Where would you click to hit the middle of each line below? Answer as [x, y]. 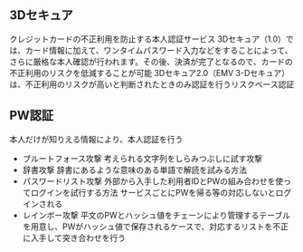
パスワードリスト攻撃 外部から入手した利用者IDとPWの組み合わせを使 [153, 181]
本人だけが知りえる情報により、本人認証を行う [96, 139]
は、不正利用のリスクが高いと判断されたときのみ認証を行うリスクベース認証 [152, 84]
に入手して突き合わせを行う [74, 237]
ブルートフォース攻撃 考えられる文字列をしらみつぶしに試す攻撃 [142, 158]
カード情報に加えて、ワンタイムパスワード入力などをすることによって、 [159, 50]
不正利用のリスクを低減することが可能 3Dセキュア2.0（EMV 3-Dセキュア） [150, 73]
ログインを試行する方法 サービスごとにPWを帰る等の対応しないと [153, 192]
